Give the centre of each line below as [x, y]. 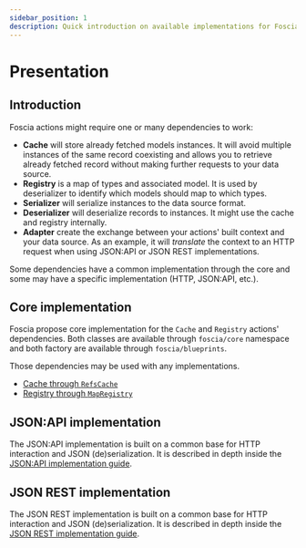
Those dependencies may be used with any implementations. [124, 367]
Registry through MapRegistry [78, 394]
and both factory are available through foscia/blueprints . [118, 348]
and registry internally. [65, 222]
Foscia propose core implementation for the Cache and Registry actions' [144, 329]
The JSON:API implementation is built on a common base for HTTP [135, 444]
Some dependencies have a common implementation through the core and [150, 269]
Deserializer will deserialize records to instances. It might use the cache [158, 212]
